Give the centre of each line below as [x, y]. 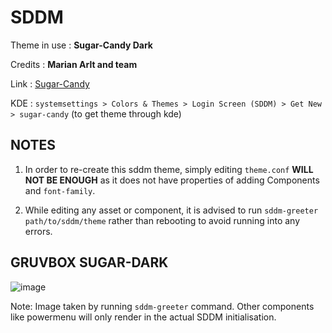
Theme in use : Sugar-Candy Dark [81, 45]
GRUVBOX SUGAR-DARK [89, 262]
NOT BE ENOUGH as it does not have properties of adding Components [172, 180]
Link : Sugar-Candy [50, 83]
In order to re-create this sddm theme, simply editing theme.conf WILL [169, 169]
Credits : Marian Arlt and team [74, 64]
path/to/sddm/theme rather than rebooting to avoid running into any [162, 220]
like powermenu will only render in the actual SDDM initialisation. [143, 317]
